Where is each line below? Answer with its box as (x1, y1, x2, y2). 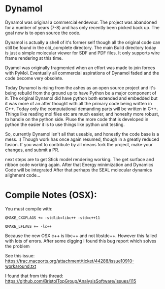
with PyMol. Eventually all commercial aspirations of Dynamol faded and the (5, 70, 159, 76)
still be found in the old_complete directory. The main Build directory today (5, 44, 157, 50)
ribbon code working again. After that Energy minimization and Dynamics (5, 162, 154, 167)
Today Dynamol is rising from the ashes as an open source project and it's (5, 84, 156, 90)
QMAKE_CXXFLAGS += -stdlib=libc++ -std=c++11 (5, 215, 100, 220)
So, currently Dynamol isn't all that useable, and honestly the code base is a (5, 131, 159, 137)
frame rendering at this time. (5, 55, 63, 61)
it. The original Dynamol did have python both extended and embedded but (5, 95, 158, 101)
